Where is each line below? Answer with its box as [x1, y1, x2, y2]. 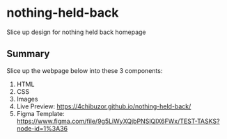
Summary [6, 48, 50, 60]
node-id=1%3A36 [16, 124, 68, 133]
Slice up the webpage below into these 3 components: [6, 66, 163, 74]
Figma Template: [16, 109, 65, 117]
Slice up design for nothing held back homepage [6, 28, 146, 36]
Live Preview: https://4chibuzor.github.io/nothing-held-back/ [16, 102, 191, 111]
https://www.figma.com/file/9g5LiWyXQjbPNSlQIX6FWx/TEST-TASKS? [16, 117, 220, 125]
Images [16, 95, 38, 103]
